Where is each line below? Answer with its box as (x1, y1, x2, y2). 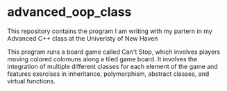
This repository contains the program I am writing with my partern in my (7, 27, 213, 35)
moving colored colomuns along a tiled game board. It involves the (7, 54, 198, 63)
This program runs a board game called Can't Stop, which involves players (7, 48, 221, 56)
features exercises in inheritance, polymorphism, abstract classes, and (7, 70, 210, 78)
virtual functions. (7, 77, 56, 85)
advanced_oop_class (7, 4, 132, 20)
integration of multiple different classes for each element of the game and (7, 62, 218, 70)
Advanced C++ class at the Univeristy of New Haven (7, 34, 158, 42)
